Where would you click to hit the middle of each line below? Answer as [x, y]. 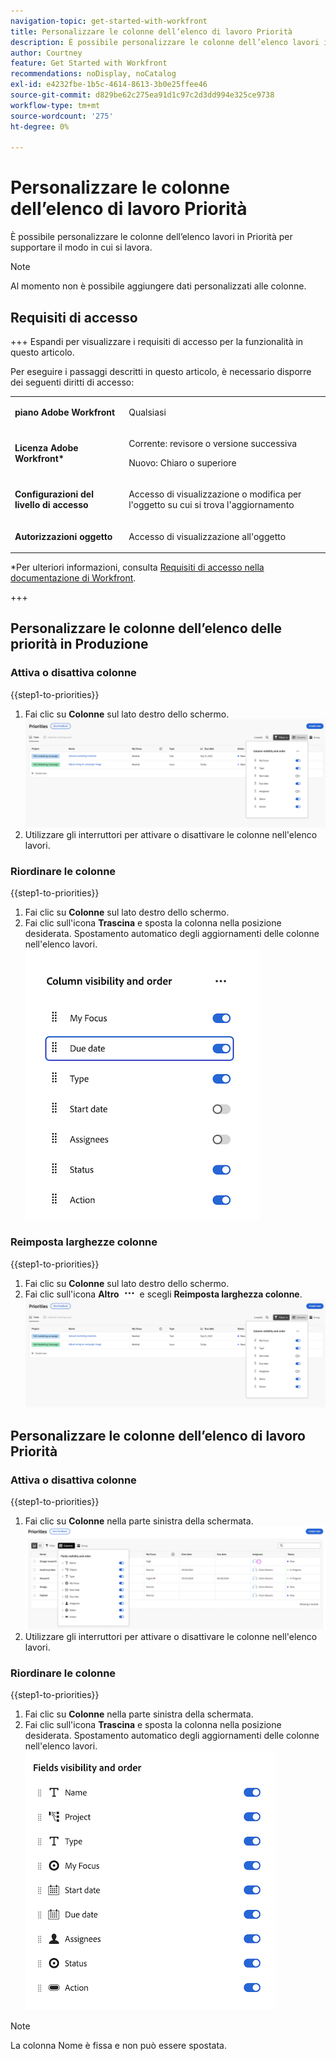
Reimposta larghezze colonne [84, 1242]
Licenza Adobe [46, 448]
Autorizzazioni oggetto [63, 536]
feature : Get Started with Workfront [89, 63]
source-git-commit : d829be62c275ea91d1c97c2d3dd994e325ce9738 [142, 95]
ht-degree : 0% [40, 126]
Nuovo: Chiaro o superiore [182, 463]
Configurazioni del [54, 494]
